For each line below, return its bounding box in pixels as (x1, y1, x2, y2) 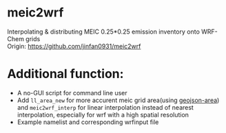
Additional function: (7, 66, 124, 82)
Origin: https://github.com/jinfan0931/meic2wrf (7, 42, 141, 50)
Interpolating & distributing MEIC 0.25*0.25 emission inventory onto (7, 27, 200, 36)
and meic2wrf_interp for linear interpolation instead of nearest (17, 103, 194, 111)
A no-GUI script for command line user (17, 88, 127, 97)
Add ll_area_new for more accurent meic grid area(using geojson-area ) (17, 96, 220, 104)
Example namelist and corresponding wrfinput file (17, 118, 159, 126)
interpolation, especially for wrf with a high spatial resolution (17, 110, 189, 119)
